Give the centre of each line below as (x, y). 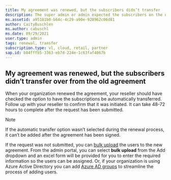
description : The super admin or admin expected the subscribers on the (84, 15)
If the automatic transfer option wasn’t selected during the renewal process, (85, 130)
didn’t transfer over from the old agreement (76, 81)
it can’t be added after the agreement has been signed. (63, 135)
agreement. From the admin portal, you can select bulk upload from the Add (85, 150)
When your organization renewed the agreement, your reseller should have (84, 94)
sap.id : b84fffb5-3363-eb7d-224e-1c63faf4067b (55, 53)
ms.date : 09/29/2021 (27, 34)
